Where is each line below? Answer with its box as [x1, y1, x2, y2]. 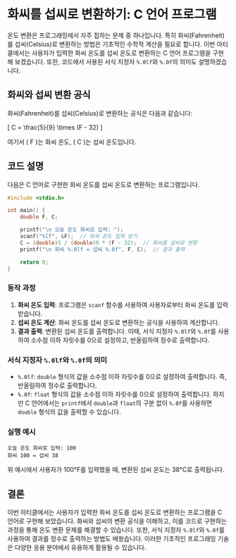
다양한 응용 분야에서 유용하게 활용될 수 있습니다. [14, 543, 147, 552]
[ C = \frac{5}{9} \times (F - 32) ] [7, 123, 104, 131]
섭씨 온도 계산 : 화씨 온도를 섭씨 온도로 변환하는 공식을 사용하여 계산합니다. [17, 318, 221, 326]
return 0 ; [20, 259, 49, 266]
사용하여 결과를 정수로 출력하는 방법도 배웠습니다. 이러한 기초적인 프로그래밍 [7, 535, 216, 543]
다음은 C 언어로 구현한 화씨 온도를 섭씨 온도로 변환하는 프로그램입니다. [7, 180, 200, 189]
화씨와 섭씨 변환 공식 [7, 89, 91, 101]
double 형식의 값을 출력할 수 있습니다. [17, 408, 121, 416]
